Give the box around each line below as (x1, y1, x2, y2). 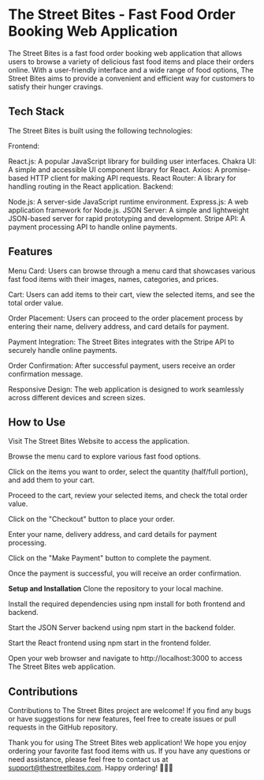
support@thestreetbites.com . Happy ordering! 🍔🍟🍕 (8, 763, 173, 773)
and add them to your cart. (8, 475, 95, 485)
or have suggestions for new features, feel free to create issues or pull (8, 714, 236, 724)
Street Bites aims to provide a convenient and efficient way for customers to (8, 73, 255, 83)
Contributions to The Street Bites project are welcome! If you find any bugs (8, 706, 251, 715)
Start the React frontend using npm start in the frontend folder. (8, 638, 211, 648)
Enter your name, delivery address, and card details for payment (8, 530, 218, 539)
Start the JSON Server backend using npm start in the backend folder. (8, 623, 236, 632)
